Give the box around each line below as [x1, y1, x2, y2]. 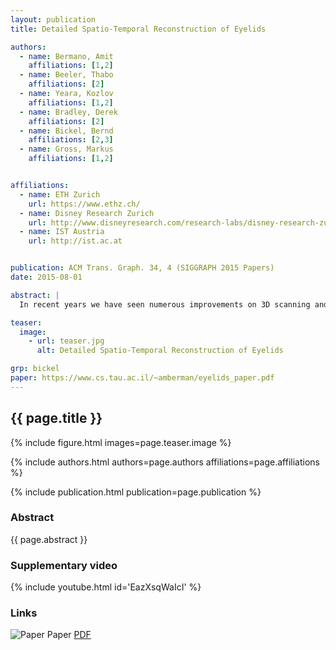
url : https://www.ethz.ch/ [28, 199, 141, 209]
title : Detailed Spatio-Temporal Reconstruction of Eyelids [10, 24, 267, 34]
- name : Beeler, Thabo [19, 70, 114, 80]
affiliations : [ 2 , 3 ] [28, 135, 114, 145]
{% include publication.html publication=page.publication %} [10, 486, 262, 498]
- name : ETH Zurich [19, 189, 101, 200]
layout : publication [10, 14, 97, 25]
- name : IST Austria [19, 227, 105, 237]
